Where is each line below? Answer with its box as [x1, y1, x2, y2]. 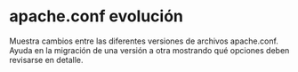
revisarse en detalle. [9, 54, 84, 65]
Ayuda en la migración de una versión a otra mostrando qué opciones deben [9, 44, 290, 55]
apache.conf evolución [9, 6, 184, 27]
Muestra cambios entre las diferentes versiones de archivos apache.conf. [9, 36, 278, 46]
